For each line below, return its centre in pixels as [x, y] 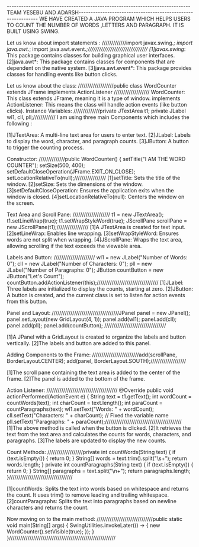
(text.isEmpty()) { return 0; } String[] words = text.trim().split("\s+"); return [97, 458]
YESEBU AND [39, 12]
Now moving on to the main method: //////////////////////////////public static [95, 519]
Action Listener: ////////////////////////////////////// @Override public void [90, 390]
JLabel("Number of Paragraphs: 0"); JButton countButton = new [85, 270]
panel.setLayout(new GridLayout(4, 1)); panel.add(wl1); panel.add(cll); [92, 319]
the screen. [21, 203]
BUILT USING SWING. [33, 31]
